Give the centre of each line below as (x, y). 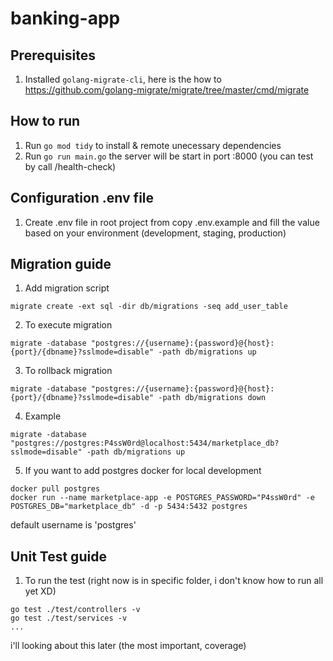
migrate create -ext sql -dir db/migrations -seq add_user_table (149, 307)
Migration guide (61, 264)
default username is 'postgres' (73, 525)
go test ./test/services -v (69, 618)
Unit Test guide (58, 556)
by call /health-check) (70, 166)
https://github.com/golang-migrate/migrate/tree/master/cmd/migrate (167, 90)
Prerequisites (53, 55)
